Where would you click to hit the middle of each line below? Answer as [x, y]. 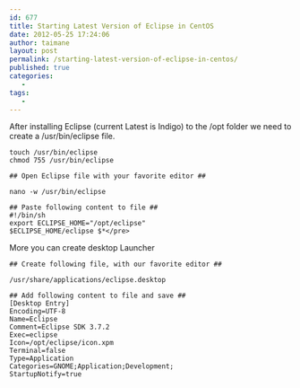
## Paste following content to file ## [84, 207]
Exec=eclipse [34, 335]
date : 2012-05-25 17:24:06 [60, 34]
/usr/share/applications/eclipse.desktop [88, 280]
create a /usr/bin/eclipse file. [62, 137]
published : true [39, 68]
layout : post [34, 51]
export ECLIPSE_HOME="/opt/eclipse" [77, 224]
